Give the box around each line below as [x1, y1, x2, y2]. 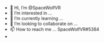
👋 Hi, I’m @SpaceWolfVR [9, 5, 61, 10]
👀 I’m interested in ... [9, 10, 52, 16]
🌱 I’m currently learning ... [9, 15, 63, 21]
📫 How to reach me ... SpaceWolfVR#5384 [9, 26, 99, 32]
